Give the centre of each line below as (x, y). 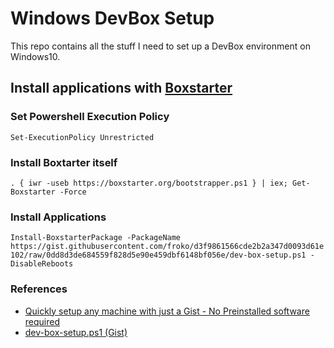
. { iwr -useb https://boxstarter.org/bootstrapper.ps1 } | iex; (149, 183)
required (42, 321)
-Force (73, 192)
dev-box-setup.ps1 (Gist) (76, 332)
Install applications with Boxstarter (121, 88)
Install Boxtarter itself (64, 162)
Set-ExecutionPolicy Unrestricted (82, 137)
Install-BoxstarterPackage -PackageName (96, 238)
